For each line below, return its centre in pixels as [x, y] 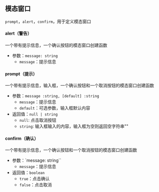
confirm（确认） [22, 138]
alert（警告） [18, 34]
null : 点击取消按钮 [38, 120]
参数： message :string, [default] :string [56, 96]
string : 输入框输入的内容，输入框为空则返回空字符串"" [74, 126]
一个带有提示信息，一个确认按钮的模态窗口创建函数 [56, 45]
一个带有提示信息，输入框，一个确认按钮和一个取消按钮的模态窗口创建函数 [79, 86]
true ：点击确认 [35, 179]
